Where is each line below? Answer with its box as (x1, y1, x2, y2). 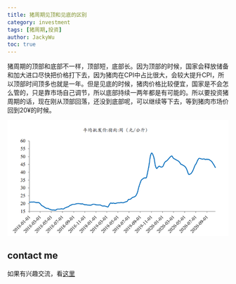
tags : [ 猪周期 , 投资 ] (7, 26, 62, 33)
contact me (7, 250, 58, 262)
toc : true (7, 41, 37, 49)
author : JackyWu (7, 34, 55, 41)
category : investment (7, 18, 71, 26)
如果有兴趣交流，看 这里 (7, 269, 75, 278)
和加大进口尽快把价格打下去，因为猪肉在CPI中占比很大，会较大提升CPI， (7, 71, 218, 79)
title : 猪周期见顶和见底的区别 (7, 11, 87, 18)
